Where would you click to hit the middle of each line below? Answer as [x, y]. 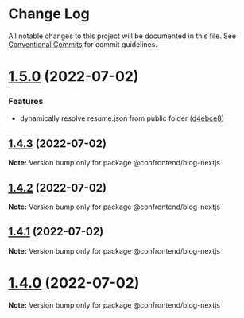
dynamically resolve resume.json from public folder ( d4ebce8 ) [122, 118]
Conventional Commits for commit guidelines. [83, 44]
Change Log [49, 14]
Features [26, 102]
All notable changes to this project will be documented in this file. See [122, 36]
